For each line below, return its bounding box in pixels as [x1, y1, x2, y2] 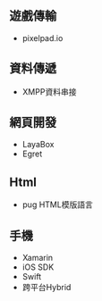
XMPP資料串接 [21, 86, 77, 96]
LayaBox [21, 139, 55, 150]
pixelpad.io [21, 32, 64, 43]
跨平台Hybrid [21, 282, 72, 293]
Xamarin [21, 253, 54, 263]
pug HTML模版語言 [21, 199, 94, 210]
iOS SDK [21, 262, 55, 272]
